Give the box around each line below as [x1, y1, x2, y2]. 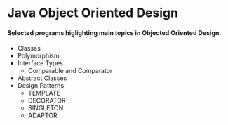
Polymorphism [17, 51, 60, 60]
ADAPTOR [27, 111, 58, 120]
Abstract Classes [17, 74, 67, 82]
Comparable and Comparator [27, 67, 113, 75]
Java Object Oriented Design [7, 5, 179, 21]
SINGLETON [27, 104, 64, 112]
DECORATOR [27, 96, 66, 105]
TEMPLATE [27, 89, 61, 98]
